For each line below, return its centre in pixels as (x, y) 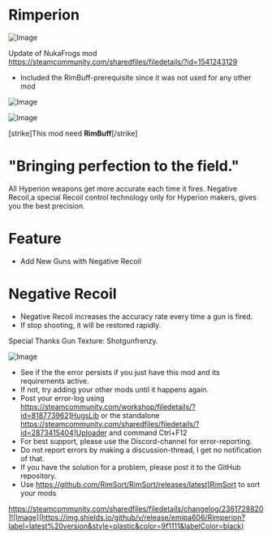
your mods (38, 493)
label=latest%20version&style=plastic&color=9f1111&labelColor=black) (126, 526)
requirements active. (54, 381)
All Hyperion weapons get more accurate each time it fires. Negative (123, 188)
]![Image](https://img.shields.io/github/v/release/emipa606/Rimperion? (127, 517)
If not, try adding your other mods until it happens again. (114, 389)
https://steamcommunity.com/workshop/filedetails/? (108, 407)
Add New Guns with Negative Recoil (81, 261)
